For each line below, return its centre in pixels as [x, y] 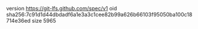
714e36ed [18, 21]
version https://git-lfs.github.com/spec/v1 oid [62, 8]
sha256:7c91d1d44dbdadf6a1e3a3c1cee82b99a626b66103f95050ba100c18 [99, 14]
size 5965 [44, 21]
